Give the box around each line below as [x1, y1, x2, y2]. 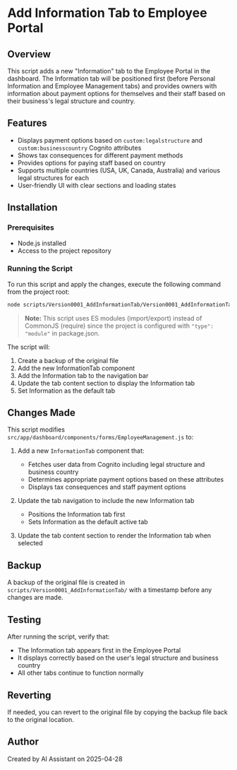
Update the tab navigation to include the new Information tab [17, 497, 195, 505]
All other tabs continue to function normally [17, 669, 144, 677]
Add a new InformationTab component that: [17, 446, 145, 455]
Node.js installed [17, 239, 67, 247]
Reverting [7, 689, 51, 701]
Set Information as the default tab [17, 386, 116, 395]
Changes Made [7, 407, 75, 419]
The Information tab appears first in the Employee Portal [17, 646, 181, 655]
